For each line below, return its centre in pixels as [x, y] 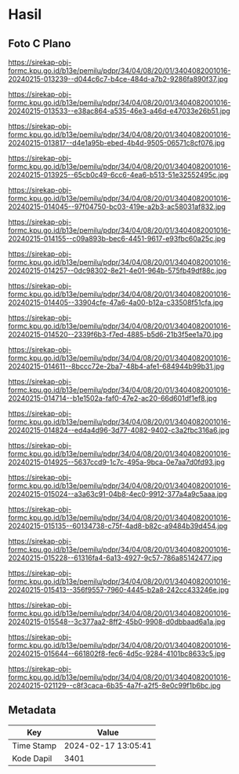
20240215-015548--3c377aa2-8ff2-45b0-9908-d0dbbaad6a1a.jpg [117, 622]
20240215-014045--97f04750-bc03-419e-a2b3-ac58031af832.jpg [117, 207]
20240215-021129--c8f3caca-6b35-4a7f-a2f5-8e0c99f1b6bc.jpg [114, 686]
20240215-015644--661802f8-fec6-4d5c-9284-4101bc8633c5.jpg [117, 653]
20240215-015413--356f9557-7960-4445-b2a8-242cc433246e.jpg [119, 590]
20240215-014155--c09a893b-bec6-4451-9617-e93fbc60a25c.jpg [117, 238]
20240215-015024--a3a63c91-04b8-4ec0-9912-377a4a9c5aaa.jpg [118, 494]
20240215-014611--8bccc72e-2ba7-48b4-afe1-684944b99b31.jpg [116, 366]
